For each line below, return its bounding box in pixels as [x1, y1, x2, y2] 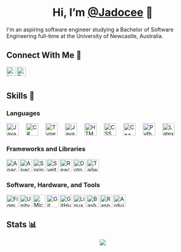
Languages [6, 109, 41, 118]
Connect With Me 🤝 [6, 50, 82, 61]
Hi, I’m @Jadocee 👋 [52, 6, 153, 20]
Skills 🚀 [6, 91, 35, 101]
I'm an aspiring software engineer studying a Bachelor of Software [6, 26, 174, 33]
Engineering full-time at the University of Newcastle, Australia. [6, 32, 164, 39]
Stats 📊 [6, 220, 37, 230]
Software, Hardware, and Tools [6, 180, 100, 189]
